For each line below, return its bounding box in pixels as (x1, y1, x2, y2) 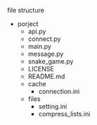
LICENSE (27, 65, 54, 73)
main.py (27, 42, 51, 50)
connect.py (27, 35, 61, 43)
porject (17, 20, 39, 28)
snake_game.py (27, 57, 74, 66)
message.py (27, 49, 64, 58)
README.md (27, 72, 65, 81)
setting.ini (38, 102, 67, 110)
